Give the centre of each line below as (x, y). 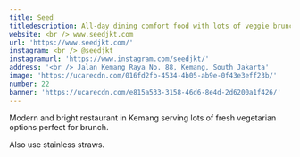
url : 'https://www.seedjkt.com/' (71, 42)
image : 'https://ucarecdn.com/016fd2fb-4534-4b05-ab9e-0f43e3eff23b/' (143, 76)
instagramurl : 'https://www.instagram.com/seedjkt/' (109, 59)
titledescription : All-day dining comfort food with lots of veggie (139, 26)
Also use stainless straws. (57, 145)
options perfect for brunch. (59, 127)
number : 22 (29, 84)
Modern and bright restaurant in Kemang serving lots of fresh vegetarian (143, 118)
